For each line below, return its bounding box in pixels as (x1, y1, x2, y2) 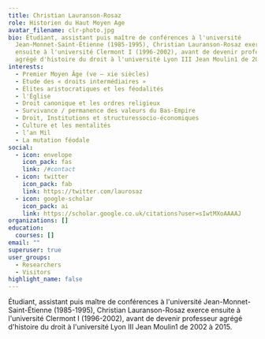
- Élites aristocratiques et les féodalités (15, 84, 164, 93)
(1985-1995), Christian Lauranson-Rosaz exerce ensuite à (54, 305, 241, 315)
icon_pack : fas (22, 158, 73, 166)
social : (8, 143, 34, 151)
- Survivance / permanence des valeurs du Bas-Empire (15, 107, 196, 115)
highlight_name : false (8, 275, 83, 284)
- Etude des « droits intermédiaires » (15, 77, 147, 85)
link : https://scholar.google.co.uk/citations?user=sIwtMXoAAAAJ (22, 210, 242, 218)
